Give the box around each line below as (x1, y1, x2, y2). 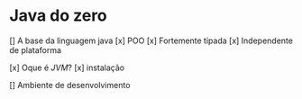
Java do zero (9, 5, 108, 26)
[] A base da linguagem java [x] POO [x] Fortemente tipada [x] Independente (9, 35, 293, 46)
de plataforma (9, 44, 61, 55)
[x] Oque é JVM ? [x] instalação (9, 62, 124, 73)
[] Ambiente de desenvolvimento (9, 79, 131, 90)
